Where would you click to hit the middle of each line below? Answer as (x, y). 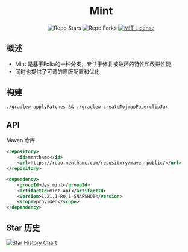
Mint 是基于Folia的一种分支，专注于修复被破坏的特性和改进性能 (93, 64)
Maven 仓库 (21, 140)
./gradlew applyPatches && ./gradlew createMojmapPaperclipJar (87, 107)
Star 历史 (23, 228)
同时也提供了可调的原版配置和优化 (57, 71)
